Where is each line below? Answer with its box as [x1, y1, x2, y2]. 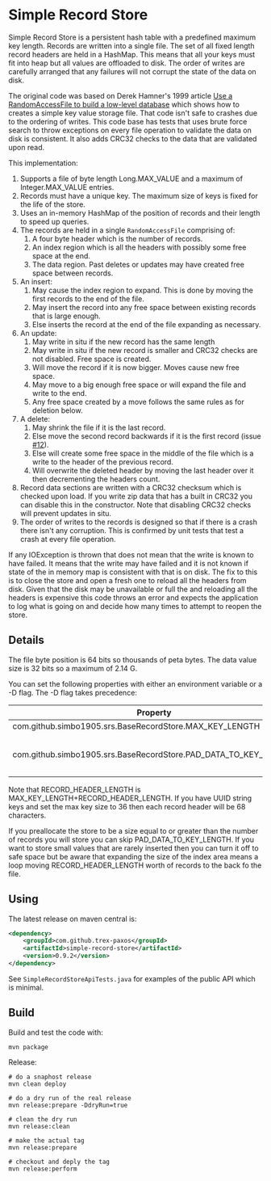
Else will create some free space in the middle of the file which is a [31, 448, 254, 458]
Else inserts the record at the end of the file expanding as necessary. [31, 319, 261, 329]
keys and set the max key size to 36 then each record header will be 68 [8, 801, 246, 811]
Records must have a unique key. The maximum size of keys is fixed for [19, 191, 258, 200]
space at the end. [31, 250, 91, 260]
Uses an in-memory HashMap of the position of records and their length [19, 208, 261, 217]
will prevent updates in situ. [19, 508, 111, 518]
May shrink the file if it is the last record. [31, 422, 166, 432]
